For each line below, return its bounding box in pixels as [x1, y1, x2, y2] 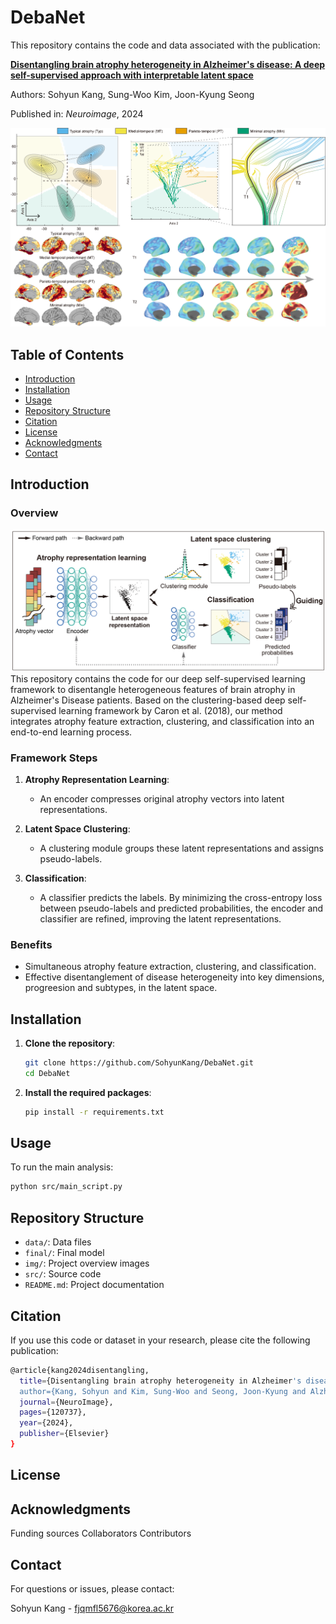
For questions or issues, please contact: [10, 1582, 175, 1595]
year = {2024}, [19, 1418, 74, 1428]
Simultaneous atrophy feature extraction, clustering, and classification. [24, 961, 317, 973]
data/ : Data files [24, 1236, 92, 1248]
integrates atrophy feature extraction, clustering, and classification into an [10, 715, 315, 727]
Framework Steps [10, 751, 98, 765]
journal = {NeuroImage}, [19, 1397, 114, 1407]
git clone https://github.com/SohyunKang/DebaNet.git [24, 1057, 254, 1068]
